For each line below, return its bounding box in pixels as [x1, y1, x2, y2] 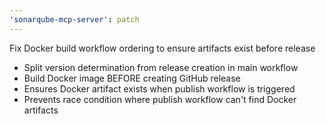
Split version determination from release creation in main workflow [23, 61, 299, 73]
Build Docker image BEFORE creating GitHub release [23, 72, 241, 84]
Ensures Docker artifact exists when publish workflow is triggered [23, 82, 296, 95]
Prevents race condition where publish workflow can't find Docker [23, 93, 297, 105]
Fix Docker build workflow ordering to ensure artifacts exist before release [9, 42, 316, 54]
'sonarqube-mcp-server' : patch [9, 14, 140, 25]
